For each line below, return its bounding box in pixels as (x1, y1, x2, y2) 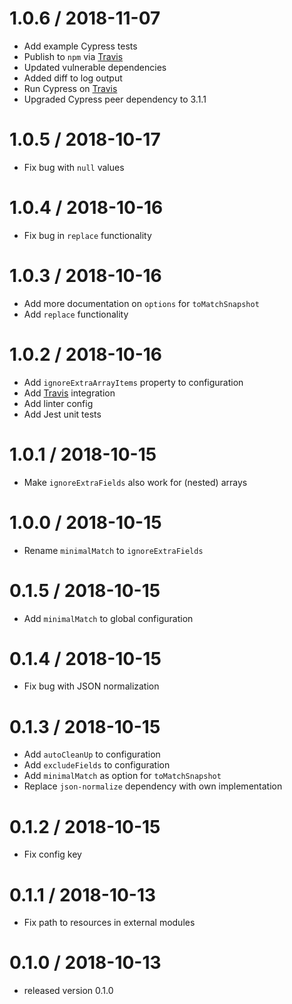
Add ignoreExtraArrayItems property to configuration (23, 376, 244, 388)
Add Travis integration (23, 387, 116, 399)
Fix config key (23, 848, 82, 861)
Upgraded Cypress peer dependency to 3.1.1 (23, 93, 207, 105)
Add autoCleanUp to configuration (23, 748, 161, 761)
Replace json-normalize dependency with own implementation (23, 780, 283, 792)
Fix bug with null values (23, 161, 125, 173)
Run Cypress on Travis (23, 82, 118, 94)
